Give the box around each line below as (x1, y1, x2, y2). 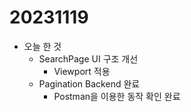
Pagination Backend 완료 (38, 77, 141, 90)
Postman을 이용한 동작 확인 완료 (53, 90, 181, 102)
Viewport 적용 (53, 65, 111, 77)
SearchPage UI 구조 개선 (38, 52, 139, 65)
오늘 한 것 (23, 40, 62, 52)
